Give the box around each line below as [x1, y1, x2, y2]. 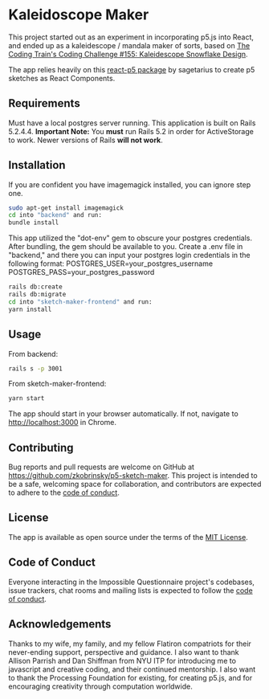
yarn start [8, 394, 45, 403]
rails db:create [8, 283, 63, 291]
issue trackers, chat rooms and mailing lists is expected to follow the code [8, 585, 253, 595]
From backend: [8, 349, 59, 358]
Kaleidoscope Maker [8, 6, 149, 24]
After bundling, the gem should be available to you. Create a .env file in [8, 242, 243, 251]
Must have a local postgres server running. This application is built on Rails [8, 118, 256, 128]
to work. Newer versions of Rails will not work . [8, 135, 163, 145]
